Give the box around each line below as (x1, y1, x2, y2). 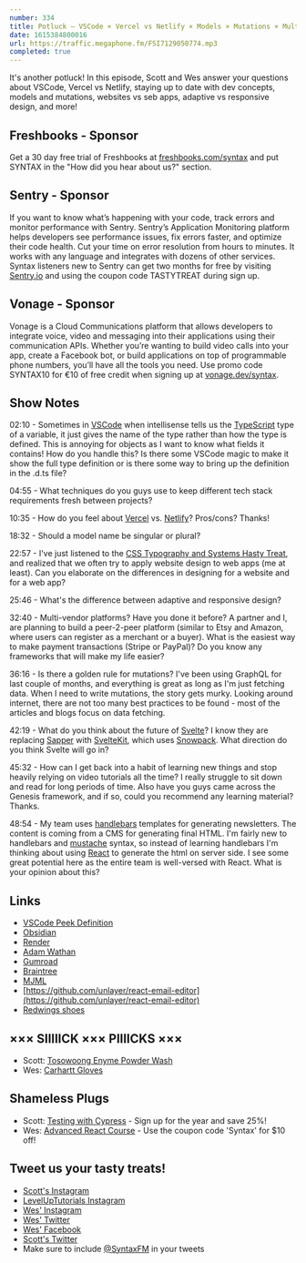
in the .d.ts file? (9, 468, 67, 479)
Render (22, 937, 51, 948)
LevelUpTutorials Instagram (22, 1195, 126, 1206)
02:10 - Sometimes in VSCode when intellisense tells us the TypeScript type (9, 420, 294, 431)
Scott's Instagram (22, 1185, 89, 1196)
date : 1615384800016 (9, 30, 88, 39)
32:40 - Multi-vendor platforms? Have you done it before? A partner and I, (9, 612, 288, 624)
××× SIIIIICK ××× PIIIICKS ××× (9, 1031, 183, 1046)
